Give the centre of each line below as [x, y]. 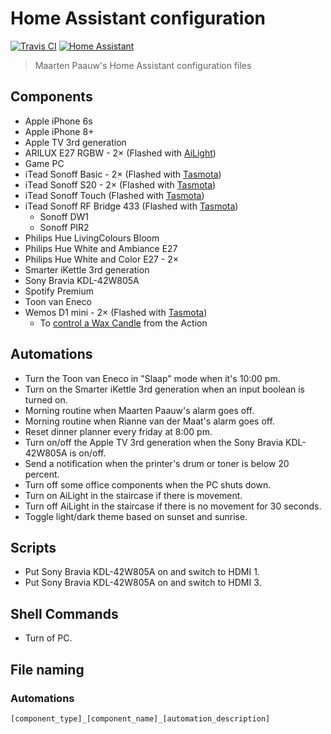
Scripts [33, 547]
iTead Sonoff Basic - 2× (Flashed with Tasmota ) [123, 174]
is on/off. [88, 453]
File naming [47, 669]
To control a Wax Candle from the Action [123, 323]
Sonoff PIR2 [64, 227]
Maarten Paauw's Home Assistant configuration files [143, 65]
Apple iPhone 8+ [59, 131]
